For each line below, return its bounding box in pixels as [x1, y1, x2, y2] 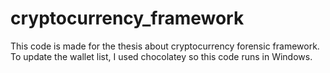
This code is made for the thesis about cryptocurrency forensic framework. [10, 40, 320, 52]
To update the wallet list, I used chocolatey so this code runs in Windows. [10, 50, 313, 62]
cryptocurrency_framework [10, 7, 245, 30]
